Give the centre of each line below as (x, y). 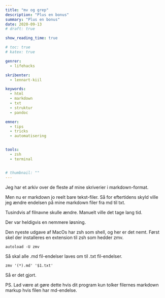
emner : (12, 122)
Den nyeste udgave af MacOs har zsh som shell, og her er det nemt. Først (82, 232)
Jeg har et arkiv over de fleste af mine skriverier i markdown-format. (77, 187)
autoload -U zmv (22, 247)
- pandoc (19, 112)
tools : (12, 150)
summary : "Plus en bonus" (32, 19)
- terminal (21, 159)
